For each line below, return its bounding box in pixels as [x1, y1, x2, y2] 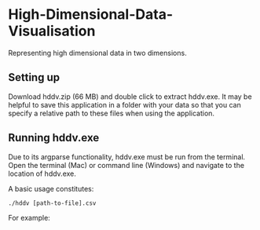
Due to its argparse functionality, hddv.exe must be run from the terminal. [8, 152, 246, 162]
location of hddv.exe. [8, 169, 77, 178]
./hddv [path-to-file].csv [8, 199, 97, 207]
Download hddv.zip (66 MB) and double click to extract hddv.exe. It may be [8, 92, 253, 101]
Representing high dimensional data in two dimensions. [8, 48, 187, 57]
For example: [8, 213, 51, 222]
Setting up [8, 71, 60, 84]
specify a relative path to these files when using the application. [8, 108, 214, 118]
